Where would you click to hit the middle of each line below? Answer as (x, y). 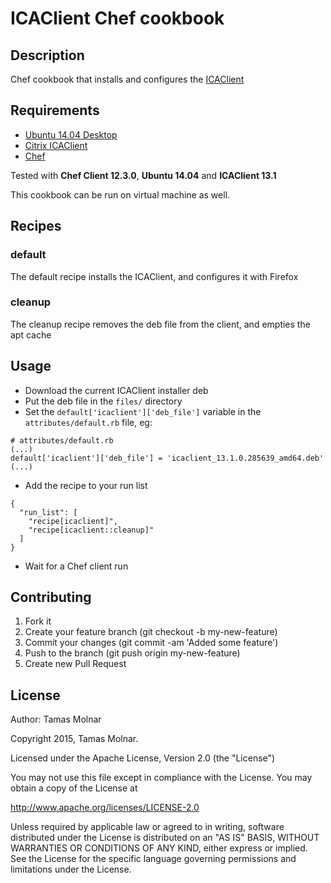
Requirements (55, 110)
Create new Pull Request (75, 664)
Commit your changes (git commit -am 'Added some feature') (151, 643)
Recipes (36, 226)
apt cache (31, 334)
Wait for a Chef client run (76, 566)
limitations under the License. (71, 869)
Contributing (51, 597)
